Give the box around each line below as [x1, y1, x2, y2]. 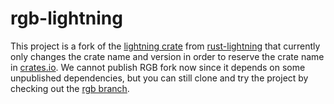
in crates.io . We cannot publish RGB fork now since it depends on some [10, 61, 306, 73]
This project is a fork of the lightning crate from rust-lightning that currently [10, 40, 321, 52]
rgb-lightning [10, 7, 123, 30]
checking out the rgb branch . [10, 82, 130, 94]
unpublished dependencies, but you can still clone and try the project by [10, 72, 309, 84]
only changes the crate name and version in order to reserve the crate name [10, 50, 325, 62]
